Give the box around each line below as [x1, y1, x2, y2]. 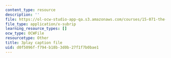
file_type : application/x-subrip [5, 21, 76, 27]
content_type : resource [5, 7, 56, 13]
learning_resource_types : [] [5, 26, 67, 31]
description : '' [5, 12, 40, 17]
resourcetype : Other [5, 36, 49, 41]
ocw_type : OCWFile [5, 31, 44, 36]
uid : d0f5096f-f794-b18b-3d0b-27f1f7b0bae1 [5, 45, 99, 50]
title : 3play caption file [5, 40, 63, 45]
